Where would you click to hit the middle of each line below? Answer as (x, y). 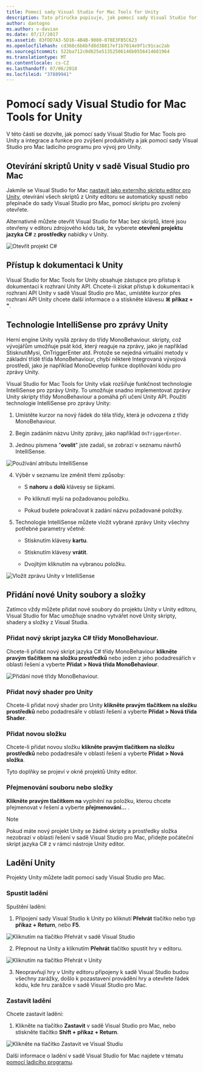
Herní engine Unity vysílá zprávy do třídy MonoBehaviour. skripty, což (94, 339)
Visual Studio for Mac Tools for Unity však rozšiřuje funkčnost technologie (99, 383)
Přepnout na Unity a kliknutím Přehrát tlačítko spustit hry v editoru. (99, 948)
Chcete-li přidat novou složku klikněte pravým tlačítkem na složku (91, 747)
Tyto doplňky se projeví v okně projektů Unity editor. (72, 772)
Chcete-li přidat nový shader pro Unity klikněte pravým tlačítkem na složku (102, 705)
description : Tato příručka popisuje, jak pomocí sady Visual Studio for (102, 18)
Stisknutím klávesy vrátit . (56, 552)
